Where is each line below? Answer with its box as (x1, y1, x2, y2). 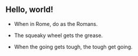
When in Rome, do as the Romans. (14, 20, 98, 27)
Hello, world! (5, 5, 54, 15)
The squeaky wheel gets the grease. (14, 32, 103, 39)
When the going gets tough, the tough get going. (14, 43, 133, 50)
